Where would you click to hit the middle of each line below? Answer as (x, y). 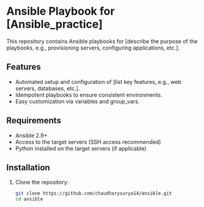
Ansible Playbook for (61, 11)
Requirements (34, 121)
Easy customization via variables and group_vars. (77, 101)
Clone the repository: (42, 183)
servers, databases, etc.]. (47, 88)
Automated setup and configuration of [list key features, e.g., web (98, 81)
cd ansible (29, 199)
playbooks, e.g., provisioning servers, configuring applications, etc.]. (93, 48)
